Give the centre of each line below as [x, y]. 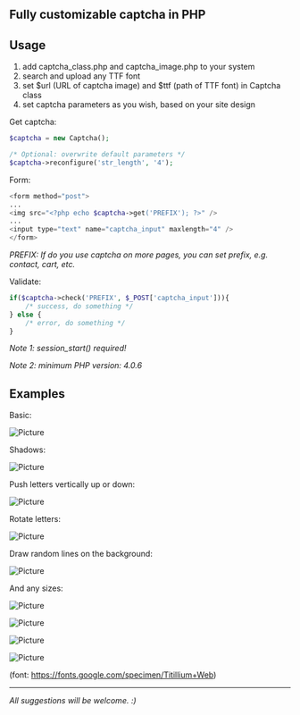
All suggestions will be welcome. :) [73, 701]
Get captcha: [33, 122]
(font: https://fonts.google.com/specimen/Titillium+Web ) [113, 675]
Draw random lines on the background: [81, 554]
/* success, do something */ [79, 306]
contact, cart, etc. [42, 265]
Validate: [25, 282]
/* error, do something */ [75, 323]
